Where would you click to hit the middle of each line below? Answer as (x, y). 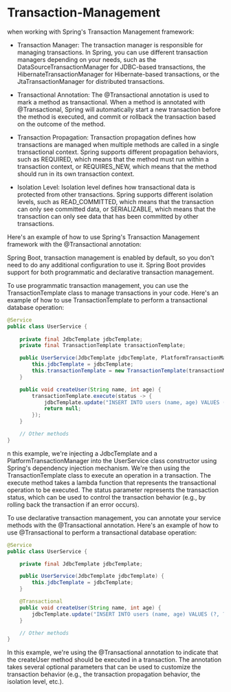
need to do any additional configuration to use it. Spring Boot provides (107, 265)
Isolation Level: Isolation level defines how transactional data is (106, 187)
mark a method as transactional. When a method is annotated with (111, 102)
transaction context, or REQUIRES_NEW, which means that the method (117, 166)
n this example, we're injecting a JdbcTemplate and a (82, 453)
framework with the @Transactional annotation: (75, 244)
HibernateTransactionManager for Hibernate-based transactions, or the (118, 74)
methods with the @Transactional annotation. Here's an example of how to (113, 525)
